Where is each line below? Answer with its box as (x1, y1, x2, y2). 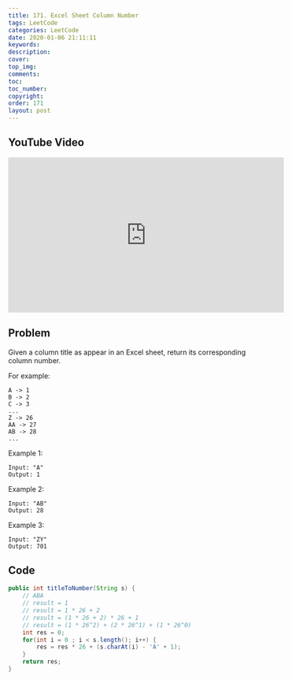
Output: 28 (8, 506, 44, 515)
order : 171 (8, 99, 44, 107)
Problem (8, 326, 51, 340)
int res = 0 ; (22, 628, 65, 637)
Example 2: (8, 484, 45, 493)
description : (8, 48, 51, 56)
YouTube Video (8, 136, 85, 150)
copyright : (8, 92, 44, 100)
